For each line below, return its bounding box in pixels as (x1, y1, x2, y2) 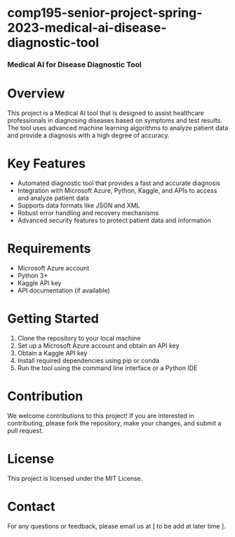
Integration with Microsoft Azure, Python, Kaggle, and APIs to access (17, 186, 217, 194)
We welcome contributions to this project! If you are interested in (7, 412, 194, 420)
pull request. (7, 426, 43, 435)
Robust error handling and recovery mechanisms (17, 208, 159, 217)
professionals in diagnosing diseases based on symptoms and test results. (7, 116, 223, 125)
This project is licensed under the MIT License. (7, 474, 143, 482)
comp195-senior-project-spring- (7, 5, 203, 21)
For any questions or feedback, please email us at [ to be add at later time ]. (7, 522, 226, 530)
